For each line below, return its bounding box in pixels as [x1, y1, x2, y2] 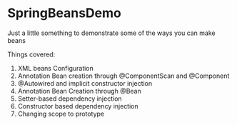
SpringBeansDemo [7, 5, 121, 21]
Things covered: [7, 50, 56, 59]
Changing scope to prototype [17, 109, 105, 118]
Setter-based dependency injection [17, 94, 123, 103]
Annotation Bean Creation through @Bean [17, 86, 141, 95]
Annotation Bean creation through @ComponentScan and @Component [17, 71, 230, 80]
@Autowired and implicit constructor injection [17, 79, 153, 87]
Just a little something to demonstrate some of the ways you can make [7, 29, 216, 37]
